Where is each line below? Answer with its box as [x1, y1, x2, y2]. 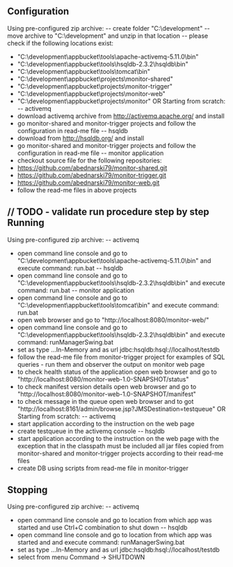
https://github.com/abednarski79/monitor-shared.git [17, 163, 168, 172]
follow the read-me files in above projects [17, 186, 137, 194]
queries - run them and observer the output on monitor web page [17, 360, 205, 368]
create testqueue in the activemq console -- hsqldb [17, 427, 165, 435]
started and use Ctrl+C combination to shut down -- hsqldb [17, 523, 188, 532]
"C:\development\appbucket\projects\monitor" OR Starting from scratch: [17, 97, 226, 105]
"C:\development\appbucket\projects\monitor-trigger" [17, 82, 172, 90]
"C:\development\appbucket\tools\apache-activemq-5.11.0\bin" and [17, 256, 211, 264]
